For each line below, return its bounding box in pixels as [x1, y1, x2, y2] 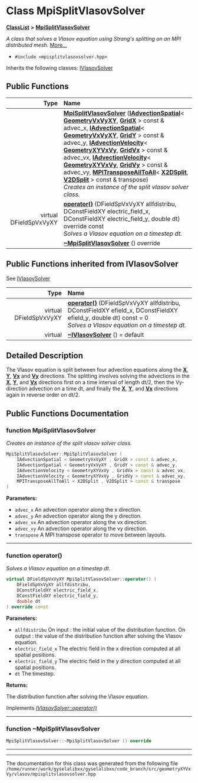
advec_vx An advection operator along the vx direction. [14, 519, 147, 526]
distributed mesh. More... [6, 41, 67, 48]
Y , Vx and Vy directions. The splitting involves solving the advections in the [6, 372, 190, 379]
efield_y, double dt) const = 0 [67, 313, 148, 321]
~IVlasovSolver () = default [67, 330, 144, 339]
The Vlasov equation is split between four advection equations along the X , [6, 366, 189, 373]
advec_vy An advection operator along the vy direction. [14, 525, 147, 532]
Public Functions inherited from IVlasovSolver [6, 259, 179, 269]
